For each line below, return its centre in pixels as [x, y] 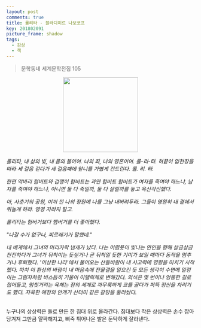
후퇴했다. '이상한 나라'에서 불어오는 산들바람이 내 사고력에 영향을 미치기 [100, 262]
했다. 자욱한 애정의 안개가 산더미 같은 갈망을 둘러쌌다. [74, 292]
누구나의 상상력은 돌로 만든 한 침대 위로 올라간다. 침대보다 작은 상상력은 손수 [95, 311]
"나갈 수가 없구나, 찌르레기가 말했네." [49, 235]
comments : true [25, 17]
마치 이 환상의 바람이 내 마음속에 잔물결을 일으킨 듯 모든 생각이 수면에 [99, 269]
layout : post [22, 12]
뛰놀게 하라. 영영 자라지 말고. [40, 209]
